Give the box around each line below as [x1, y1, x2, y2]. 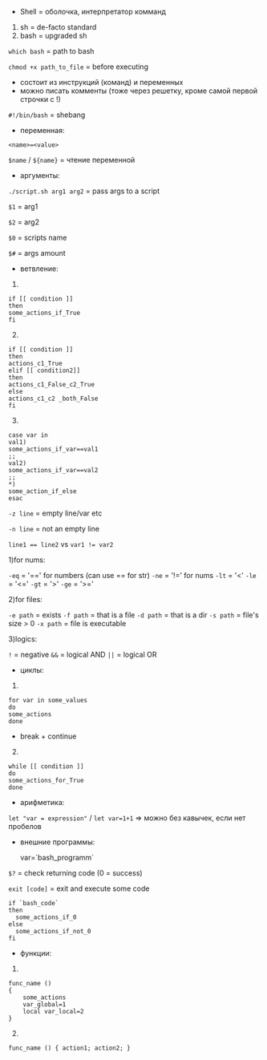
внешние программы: [19, 837, 95, 847]
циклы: [19, 666, 44, 674]
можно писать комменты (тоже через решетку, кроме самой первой [19, 86, 258, 95]
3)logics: [8, 634, 38, 644]
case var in [8, 431, 48, 439]
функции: [19, 949, 52, 957]
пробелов [8, 822, 42, 831]
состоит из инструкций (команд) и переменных [19, 78, 184, 87]
